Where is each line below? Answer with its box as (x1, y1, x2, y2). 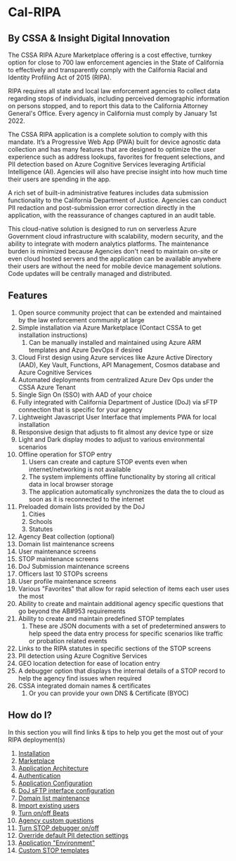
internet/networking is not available (28, 465, 131, 473)
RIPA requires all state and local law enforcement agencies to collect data (8, 87, 221, 95)
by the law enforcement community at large (18, 315, 145, 324)
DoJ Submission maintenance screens (18, 562, 129, 570)
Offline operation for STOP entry (18, 450, 112, 459)
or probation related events (28, 636, 107, 645)
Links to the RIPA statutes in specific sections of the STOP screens (18, 644, 211, 652)
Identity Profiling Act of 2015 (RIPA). (8, 73, 112, 81)
